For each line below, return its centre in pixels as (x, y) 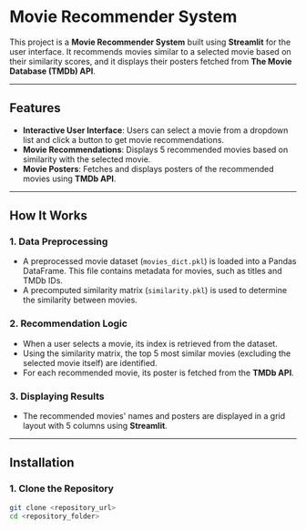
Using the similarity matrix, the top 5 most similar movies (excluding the (157, 353)
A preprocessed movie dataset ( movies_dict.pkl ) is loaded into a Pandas (159, 261)
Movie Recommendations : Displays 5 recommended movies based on (155, 149)
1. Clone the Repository (61, 489)
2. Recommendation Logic (68, 323)
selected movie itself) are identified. (90, 362)
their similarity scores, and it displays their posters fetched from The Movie (151, 61)
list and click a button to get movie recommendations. (123, 139)
